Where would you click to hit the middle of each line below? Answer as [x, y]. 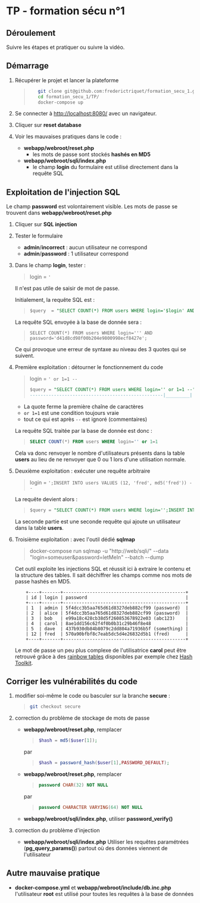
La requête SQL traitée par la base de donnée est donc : [84, 430]
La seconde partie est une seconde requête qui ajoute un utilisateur [98, 521]
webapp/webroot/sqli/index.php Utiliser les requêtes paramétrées [106, 842]
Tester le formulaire [39, 236]
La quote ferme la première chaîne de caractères [84, 407]
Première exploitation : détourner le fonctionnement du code [89, 367]
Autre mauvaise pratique [53, 873]
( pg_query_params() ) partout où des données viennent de [96, 848]
